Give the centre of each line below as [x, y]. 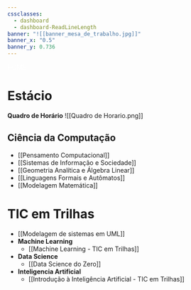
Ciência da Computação [61, 138]
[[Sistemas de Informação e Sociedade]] [77, 162]
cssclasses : [25, 14]
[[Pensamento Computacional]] [64, 155]
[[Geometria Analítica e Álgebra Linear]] [76, 170]
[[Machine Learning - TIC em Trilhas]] [84, 249]
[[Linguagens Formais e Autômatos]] [71, 178]
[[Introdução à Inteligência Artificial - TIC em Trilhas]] [106, 279]
